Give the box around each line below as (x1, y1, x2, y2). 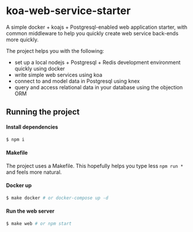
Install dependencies (6, 123, 58, 130)
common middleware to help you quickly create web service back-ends (6, 29, 179, 36)
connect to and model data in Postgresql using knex (14, 78, 140, 85)
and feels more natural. (6, 169, 62, 176)
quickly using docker (14, 65, 66, 72)
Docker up (6, 182, 32, 189)
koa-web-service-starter (6, 4, 131, 18)
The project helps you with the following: (6, 47, 104, 54)
